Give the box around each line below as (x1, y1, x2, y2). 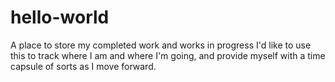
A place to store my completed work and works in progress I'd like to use (10, 39, 312, 51)
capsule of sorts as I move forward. (10, 60, 157, 72)
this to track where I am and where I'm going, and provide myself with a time (10, 49, 326, 61)
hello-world (10, 6, 110, 29)
